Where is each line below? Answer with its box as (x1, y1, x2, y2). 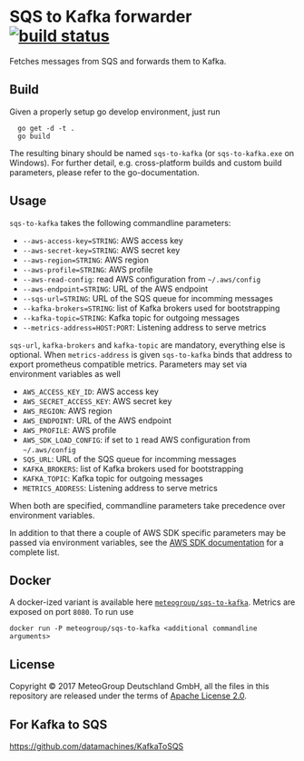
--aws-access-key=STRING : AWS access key (22, 234, 183, 246)
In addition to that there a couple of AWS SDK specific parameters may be (9, 527, 286, 538)
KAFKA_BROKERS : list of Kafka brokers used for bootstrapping (22, 463, 244, 474)
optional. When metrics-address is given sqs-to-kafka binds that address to (9, 349, 293, 360)
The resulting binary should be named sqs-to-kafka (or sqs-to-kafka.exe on (9, 147, 295, 158)
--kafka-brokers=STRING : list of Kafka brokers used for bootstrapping (22, 302, 280, 313)
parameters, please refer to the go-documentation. (9, 166, 200, 178)
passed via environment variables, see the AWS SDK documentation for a (9, 537, 284, 548)
